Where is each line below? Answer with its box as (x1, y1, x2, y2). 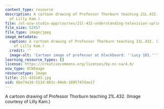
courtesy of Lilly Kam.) (5, 98, 51, 104)
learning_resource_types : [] (5, 57, 64, 62)
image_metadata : (5, 35, 38, 40)
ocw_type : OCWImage (5, 66, 45, 71)
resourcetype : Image (5, 71, 47, 76)
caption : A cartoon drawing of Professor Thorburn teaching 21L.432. (9, 39, 154, 44)
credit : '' (9, 48, 32, 53)
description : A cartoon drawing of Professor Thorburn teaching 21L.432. (5, 12, 159, 17)
